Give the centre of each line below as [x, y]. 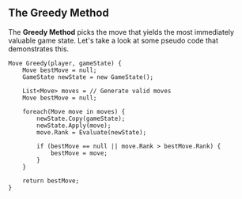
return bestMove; [51, 181]
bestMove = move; [79, 153]
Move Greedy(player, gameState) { [65, 63]
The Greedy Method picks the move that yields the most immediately [121, 32]
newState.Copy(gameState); [81, 118]
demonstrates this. [39, 49]
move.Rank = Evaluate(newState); [92, 132]
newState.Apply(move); [74, 126]
